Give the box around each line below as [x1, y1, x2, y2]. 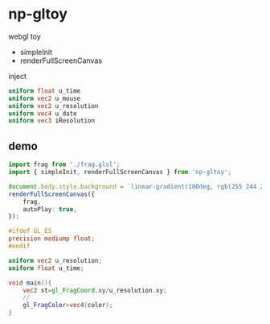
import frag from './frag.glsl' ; [8, 160, 121, 169]
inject [8, 71, 27, 81]
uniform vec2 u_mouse [8, 94, 81, 102]
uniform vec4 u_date [8, 110, 78, 118]
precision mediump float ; [8, 235, 95, 243]
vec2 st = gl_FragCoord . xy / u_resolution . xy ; [22, 286, 167, 294]
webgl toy [8, 31, 42, 41]
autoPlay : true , [22, 205, 78, 214]
